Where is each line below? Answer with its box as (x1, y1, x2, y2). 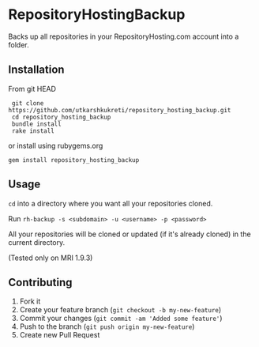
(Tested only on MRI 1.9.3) (8, 253, 93, 262)
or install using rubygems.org (8, 141, 103, 150)
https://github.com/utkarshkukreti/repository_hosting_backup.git (8, 106, 231, 114)
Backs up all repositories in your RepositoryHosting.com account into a (8, 32, 239, 41)
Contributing (8, 275, 73, 289)
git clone (11, 99, 44, 107)
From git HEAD (8, 84, 57, 93)
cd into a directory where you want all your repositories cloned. (8, 198, 213, 208)
